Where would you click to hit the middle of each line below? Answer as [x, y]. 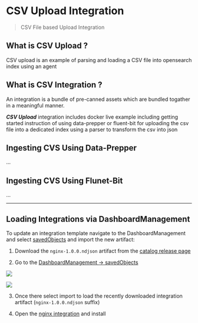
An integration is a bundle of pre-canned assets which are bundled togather [98, 99]
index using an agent [32, 66]
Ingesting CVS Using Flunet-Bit [65, 180]
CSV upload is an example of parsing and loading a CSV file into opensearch [99, 60]
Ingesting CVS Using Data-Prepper [72, 148]
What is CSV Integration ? [54, 85]
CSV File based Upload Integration [62, 27]
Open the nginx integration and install [60, 314]
